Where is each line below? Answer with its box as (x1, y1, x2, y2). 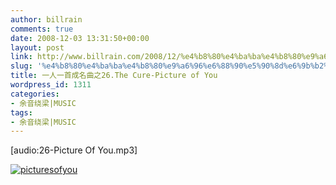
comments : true (10, 24, 74, 34)
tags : (10, 107, 33, 118)
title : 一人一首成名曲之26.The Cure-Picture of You (10, 71, 218, 81)
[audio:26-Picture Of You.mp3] (10, 144, 138, 156)
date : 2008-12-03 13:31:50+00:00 (10, 33, 150, 43)
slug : (10, 61, 33, 71)
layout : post (10, 42, 65, 53)
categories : (10, 89, 60, 99)
